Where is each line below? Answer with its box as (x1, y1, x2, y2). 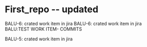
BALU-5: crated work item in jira (5, 36, 73, 42)
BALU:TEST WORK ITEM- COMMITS (5, 26, 82, 32)
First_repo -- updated (5, 4, 99, 15)
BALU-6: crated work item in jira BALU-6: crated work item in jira (5, 20, 142, 27)
